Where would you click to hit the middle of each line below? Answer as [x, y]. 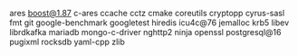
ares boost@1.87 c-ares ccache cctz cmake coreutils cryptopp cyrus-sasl [147, 13]
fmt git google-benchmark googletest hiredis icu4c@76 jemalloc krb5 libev [149, 23]
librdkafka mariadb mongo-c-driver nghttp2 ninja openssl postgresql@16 [145, 32]
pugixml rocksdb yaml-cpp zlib [67, 42]
